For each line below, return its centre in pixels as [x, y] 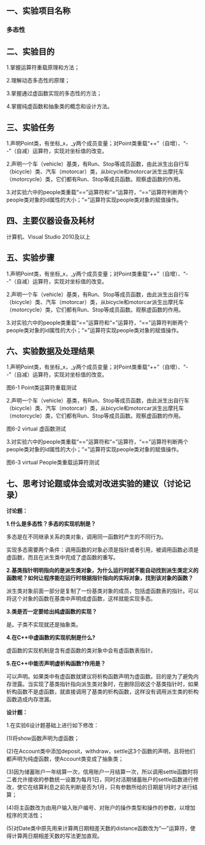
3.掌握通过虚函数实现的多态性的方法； [54, 93]
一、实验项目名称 [38, 11]
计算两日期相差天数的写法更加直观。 [57, 836]
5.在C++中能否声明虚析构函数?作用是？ [56, 664]
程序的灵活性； [25, 815]
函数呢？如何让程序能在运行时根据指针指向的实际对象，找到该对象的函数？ [100, 578]
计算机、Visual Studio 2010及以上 [48, 236]
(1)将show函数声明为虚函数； [43, 738]
